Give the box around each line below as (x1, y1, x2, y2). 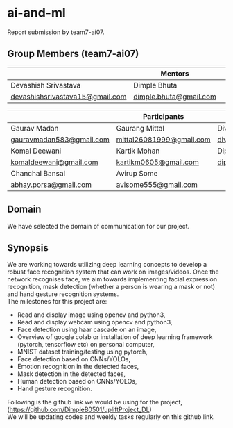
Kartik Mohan (116, 146, 160, 156)
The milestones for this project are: (7, 297, 107, 306)
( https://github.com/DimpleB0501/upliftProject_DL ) (7, 405, 153, 414)
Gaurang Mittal (116, 123, 165, 133)
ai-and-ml (7, 5, 66, 21)
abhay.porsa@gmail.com (10, 179, 92, 189)
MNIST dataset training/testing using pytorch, (17, 347, 148, 356)
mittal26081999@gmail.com (116, 134, 211, 144)
